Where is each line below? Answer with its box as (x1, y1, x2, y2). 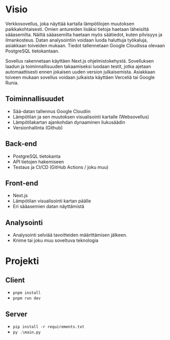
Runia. (5, 80, 19, 86)
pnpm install (12, 290, 41, 296)
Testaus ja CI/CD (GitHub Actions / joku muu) (12, 164, 109, 170)
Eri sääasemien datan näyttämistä (12, 203, 85, 210)
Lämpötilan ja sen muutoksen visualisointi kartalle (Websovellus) (12, 114, 149, 120)
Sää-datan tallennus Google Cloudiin (12, 108, 91, 114)
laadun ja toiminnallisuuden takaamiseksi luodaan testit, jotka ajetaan (5, 63, 152, 69)
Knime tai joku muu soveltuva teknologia (12, 237, 99, 243)
